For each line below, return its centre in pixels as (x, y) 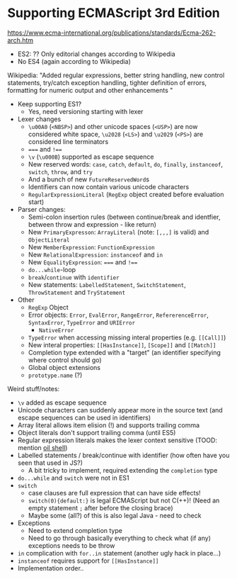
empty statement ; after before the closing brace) (100, 507)
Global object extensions (64, 367)
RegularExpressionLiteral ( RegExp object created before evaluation (126, 194)
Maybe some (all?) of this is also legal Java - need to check (115, 515)
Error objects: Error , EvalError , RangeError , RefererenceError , (118, 315)
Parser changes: (41, 209)
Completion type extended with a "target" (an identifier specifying (125, 352)
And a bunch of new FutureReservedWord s (89, 179)
